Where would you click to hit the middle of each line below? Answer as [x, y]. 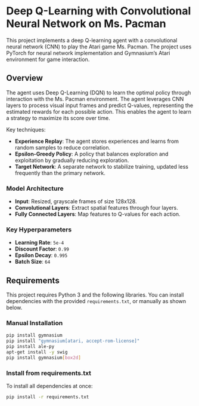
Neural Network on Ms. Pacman [86, 24]
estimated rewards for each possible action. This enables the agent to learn [99, 111]
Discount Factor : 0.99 [42, 249]
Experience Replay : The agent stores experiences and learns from [97, 141]
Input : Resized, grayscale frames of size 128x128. [76, 202]
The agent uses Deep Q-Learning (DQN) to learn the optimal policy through [99, 92]
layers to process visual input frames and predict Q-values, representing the [100, 105]
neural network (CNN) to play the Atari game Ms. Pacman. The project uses [99, 47]
